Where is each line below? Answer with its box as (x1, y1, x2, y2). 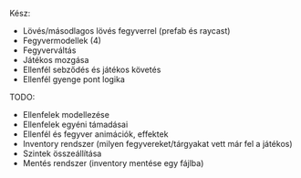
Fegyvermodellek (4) (22, 36, 102, 46)
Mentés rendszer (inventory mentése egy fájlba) (22, 158, 204, 168)
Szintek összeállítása (22, 148, 102, 159)
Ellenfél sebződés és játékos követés (22, 64, 161, 75)
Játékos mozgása (22, 55, 89, 65)
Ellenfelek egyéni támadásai (22, 119, 129, 130)
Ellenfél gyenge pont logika (22, 74, 126, 85)
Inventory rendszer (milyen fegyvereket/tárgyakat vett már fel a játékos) (22, 139, 294, 149)
